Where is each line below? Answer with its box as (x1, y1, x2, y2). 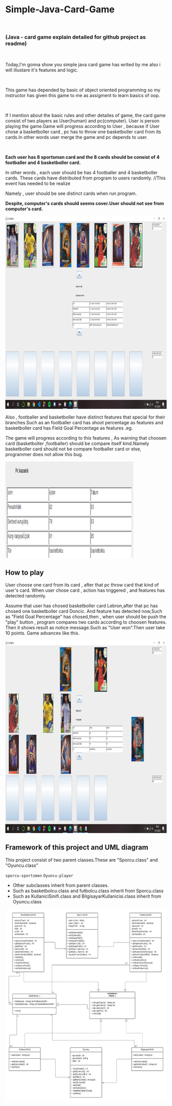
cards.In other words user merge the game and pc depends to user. (5, 134, 148, 140)
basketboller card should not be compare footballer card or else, (5, 446, 142, 452)
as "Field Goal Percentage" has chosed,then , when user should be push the (5, 613, 166, 620)
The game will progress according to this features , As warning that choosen (5, 435, 167, 441)
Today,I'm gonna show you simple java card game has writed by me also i (5, 62, 161, 68)
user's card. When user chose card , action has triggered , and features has (5, 587, 165, 593)
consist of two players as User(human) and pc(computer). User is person (5, 118, 160, 124)
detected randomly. (5, 593, 47, 599)
